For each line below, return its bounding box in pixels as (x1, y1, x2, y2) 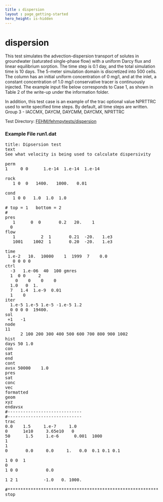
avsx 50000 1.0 (5, 365, 49, 371)
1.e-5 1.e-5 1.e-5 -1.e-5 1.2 (10, 302, 82, 308)
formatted (5, 389, 28, 395)
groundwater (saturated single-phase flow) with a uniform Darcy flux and (5, 58, 151, 64)
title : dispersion (5, 7, 45, 12)
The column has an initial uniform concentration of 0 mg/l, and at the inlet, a (5, 74, 157, 80)
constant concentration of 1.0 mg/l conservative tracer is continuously (5, 79, 146, 85)
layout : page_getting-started (5, 12, 68, 17)
